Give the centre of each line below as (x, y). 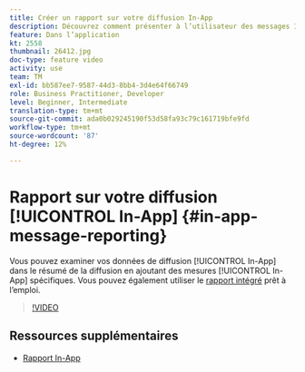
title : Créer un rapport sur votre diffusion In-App (111, 18)
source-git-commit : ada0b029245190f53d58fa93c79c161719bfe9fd (129, 119)
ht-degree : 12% (38, 144)
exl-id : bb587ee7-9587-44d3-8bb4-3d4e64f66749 (99, 85)
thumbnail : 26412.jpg (50, 52)
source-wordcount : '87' (54, 136)
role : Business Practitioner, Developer (87, 93)
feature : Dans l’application (64, 34)
